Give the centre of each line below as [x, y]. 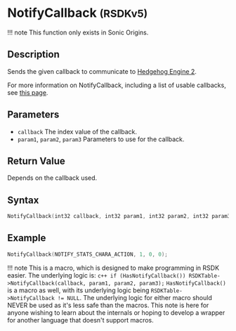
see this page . [28, 92]
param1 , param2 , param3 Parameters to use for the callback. [101, 139]
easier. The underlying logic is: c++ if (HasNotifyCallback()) [97, 275]
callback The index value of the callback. [77, 131]
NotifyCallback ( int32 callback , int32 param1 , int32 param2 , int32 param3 [119, 216]
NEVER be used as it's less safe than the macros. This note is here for [108, 305]
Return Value [36, 161]
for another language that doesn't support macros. [80, 320]
